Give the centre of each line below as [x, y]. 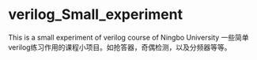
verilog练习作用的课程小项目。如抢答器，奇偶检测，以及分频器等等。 [120, 47]
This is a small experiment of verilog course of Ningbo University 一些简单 [128, 37]
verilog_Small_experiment [96, 15]
